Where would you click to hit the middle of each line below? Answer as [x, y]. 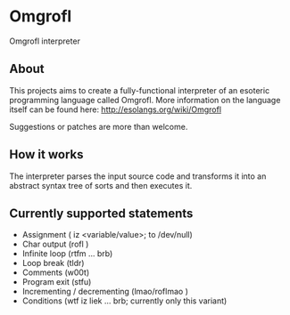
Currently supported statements [101, 213]
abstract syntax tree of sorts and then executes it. [101, 185]
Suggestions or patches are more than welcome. [99, 126]
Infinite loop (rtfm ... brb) [67, 254]
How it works [46, 154]
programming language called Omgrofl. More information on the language [145, 100]
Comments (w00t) [56, 272]
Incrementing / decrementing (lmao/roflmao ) [105, 292]
